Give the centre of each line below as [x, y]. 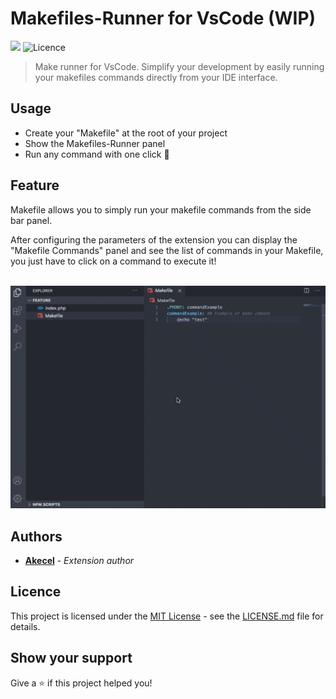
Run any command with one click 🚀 [97, 154]
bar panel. [31, 220]
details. [25, 626]
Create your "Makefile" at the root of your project [126, 133]
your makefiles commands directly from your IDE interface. [156, 77]
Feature [35, 185]
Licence [36, 592]
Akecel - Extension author [79, 561]
